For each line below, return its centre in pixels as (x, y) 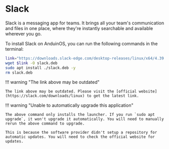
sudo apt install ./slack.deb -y (40, 68)
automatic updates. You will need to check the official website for (80, 137)
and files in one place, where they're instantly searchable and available (79, 28)
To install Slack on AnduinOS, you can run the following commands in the (81, 43)
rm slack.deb (19, 72)
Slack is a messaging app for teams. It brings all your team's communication (85, 23)
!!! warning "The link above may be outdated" (52, 82)
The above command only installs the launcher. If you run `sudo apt (80, 115)
